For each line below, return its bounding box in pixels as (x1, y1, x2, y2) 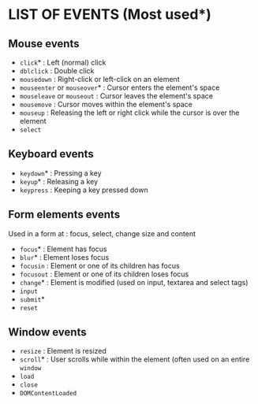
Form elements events (8, 208, 121, 221)
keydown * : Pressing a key (19, 168, 102, 178)
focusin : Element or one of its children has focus (19, 261, 180, 270)
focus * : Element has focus (19, 244, 107, 254)
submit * (19, 294, 45, 304)
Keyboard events (8, 147, 95, 161)
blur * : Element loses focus (19, 252, 110, 261)
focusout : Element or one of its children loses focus (19, 269, 189, 279)
